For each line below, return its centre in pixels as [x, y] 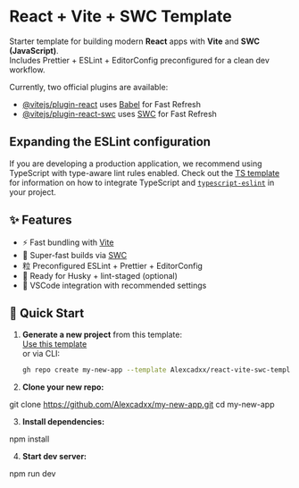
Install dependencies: [63, 422]
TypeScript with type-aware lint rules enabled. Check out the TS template [145, 172]
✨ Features [41, 220]
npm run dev [33, 474]
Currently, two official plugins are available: [89, 87]
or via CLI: [41, 354]
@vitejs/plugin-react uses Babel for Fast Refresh [112, 104]
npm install [29, 439]
